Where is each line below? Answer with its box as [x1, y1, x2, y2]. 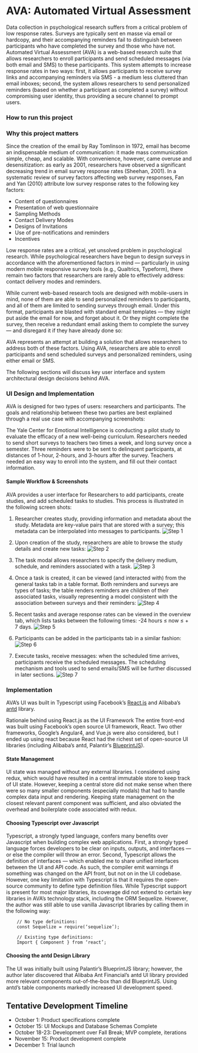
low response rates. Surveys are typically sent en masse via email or [6, 29, 173, 37]
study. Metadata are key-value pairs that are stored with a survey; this [14, 521, 185, 528]
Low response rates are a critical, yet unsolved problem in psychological [6, 247, 182, 254]
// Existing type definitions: [16, 935, 94, 941]
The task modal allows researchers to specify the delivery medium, [14, 557, 178, 564]
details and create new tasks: [14, 545, 87, 552]
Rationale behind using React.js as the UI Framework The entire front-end [6, 717, 184, 724]
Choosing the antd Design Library [6, 952, 90, 959]
